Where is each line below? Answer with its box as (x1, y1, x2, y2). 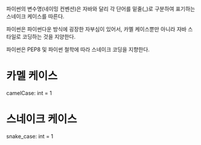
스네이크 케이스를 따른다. (6, 13, 65, 20)
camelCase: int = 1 (6, 89, 53, 96)
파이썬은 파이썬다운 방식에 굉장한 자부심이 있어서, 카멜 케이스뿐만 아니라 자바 (6, 26, 187, 32)
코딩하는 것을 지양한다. (22, 33, 76, 40)
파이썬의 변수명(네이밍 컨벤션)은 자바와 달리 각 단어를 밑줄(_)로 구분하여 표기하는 (6, 5, 196, 12)
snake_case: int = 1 (6, 132, 54, 140)
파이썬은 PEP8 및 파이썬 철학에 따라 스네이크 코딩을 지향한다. (6, 46, 150, 53)
